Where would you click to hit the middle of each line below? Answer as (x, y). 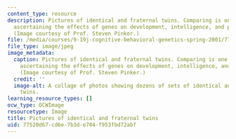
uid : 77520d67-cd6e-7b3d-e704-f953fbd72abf (72, 125)
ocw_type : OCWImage (36, 105)
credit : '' (29, 79)
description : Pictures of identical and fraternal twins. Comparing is (114, 20)
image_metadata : (31, 53)
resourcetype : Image (38, 112)
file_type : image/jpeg (40, 46)
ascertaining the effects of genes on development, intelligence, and (119, 27)
